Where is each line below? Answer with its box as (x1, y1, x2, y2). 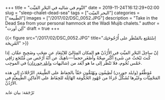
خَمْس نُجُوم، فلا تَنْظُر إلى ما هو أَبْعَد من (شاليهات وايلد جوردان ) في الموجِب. (5, 60, 142, 66)
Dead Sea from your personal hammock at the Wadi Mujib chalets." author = (5, 20, 160, 26)
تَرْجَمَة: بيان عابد (5, 90, 34, 95)
